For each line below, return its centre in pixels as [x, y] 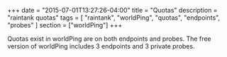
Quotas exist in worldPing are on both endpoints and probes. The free [109, 39]
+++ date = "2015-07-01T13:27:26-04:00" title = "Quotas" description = [112, 10]
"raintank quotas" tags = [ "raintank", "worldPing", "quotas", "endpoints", [114, 18]
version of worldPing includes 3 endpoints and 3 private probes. [101, 46]
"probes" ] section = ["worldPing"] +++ [65, 25]
